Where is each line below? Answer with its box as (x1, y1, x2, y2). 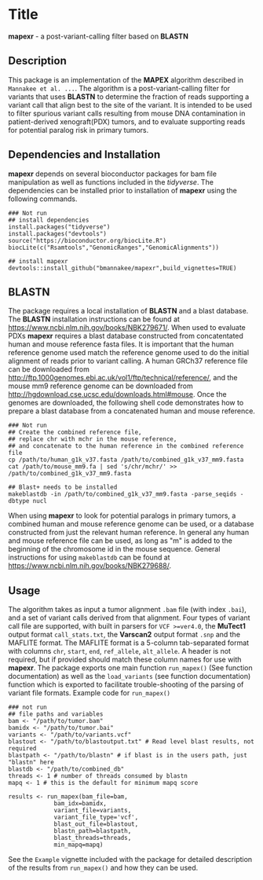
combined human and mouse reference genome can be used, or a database (8, 519, 254, 529)
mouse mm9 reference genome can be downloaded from (8, 381, 194, 390)
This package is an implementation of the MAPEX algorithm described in (8, 75, 243, 84)
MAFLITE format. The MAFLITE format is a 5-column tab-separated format (8, 638, 250, 647)
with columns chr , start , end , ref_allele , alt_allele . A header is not (8, 647, 232, 656)
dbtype (8, 497, 30, 505)
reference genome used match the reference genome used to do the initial (8, 348, 250, 357)
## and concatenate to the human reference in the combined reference (8, 442, 244, 450)
